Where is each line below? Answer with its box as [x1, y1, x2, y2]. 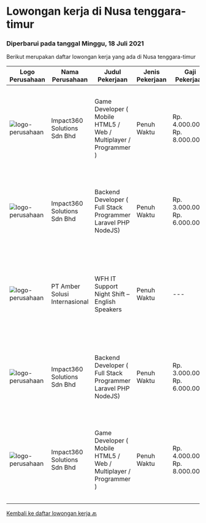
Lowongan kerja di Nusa [6, 4, 132, 18]
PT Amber [51, 282, 81, 291]
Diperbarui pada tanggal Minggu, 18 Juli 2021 [6, 39, 144, 48]
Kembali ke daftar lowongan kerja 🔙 [6, 509, 97, 517]
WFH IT [94, 274, 116, 283]
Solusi [51, 290, 69, 298]
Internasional [51, 298, 89, 306]
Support [94, 282, 118, 291]
